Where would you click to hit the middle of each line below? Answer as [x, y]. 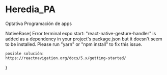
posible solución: [25, 54]
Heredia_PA [31, 9]
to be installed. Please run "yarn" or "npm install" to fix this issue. [74, 44]
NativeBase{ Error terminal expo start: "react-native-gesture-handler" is [81, 33]
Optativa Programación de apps [39, 23]
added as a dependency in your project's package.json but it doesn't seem [84, 39]
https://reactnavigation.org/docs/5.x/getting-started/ [66, 58]
